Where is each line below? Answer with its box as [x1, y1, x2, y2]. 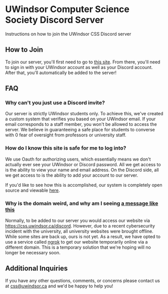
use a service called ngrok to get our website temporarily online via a [5, 239, 148, 245]
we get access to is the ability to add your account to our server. [5, 172, 138, 178]
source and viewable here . [5, 187, 60, 193]
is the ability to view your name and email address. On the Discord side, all [5, 167, 159, 173]
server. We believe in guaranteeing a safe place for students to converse [5, 127, 155, 133]
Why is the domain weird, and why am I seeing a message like [5, 200, 158, 207]
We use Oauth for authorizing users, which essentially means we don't [5, 156, 151, 162]
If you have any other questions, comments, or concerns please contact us [5, 277, 160, 283]
